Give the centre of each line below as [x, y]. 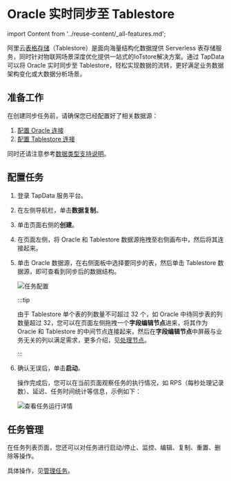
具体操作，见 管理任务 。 [40, 471]
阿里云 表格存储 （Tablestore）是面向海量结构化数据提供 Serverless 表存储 [111, 48]
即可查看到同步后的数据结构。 [78, 271]
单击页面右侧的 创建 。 [47, 224]
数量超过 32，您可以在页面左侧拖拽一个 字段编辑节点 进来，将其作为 [112, 322]
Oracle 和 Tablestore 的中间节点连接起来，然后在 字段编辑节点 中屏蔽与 [117, 331]
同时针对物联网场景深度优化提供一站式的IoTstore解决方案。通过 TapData [122, 57]
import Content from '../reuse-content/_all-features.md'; [87, 33]
